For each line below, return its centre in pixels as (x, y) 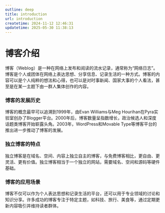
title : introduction (26, 14)
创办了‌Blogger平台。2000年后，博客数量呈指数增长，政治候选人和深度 (85, 118)
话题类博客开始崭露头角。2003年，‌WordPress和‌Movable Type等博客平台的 (81, 124)
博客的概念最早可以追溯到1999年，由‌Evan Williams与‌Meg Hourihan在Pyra (80, 112)
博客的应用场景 (23, 182)
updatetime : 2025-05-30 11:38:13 (39, 28)
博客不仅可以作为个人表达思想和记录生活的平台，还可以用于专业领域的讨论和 (82, 193)
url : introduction (24, 19)
